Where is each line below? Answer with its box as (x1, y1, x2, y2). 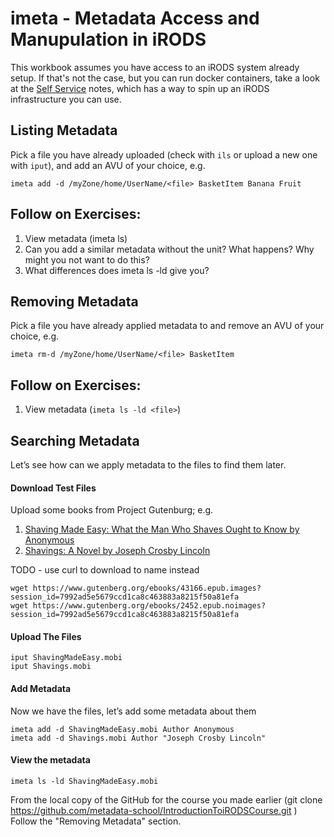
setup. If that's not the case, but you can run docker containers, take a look (10, 72, 320, 84)
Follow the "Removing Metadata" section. (10, 815, 182, 827)
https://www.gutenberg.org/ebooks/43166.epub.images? (32, 583, 262, 594)
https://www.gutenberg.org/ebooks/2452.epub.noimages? (32, 601, 267, 611)
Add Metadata (10, 683, 72, 694)
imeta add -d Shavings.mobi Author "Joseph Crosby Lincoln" (10, 733, 267, 743)
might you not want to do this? (24, 253, 150, 266)
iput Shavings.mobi (10, 662, 92, 672)
